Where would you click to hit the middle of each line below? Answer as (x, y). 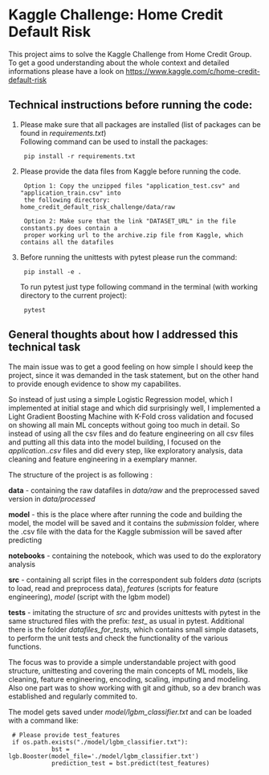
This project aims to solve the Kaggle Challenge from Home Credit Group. (130, 54)
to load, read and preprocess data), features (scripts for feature (113, 588)
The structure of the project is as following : (81, 474)
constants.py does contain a (69, 228)
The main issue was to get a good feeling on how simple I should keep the (131, 367)
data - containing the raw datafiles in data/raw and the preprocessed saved (134, 490)
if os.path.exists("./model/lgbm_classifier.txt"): (100, 742)
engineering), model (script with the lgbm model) (90, 597)
